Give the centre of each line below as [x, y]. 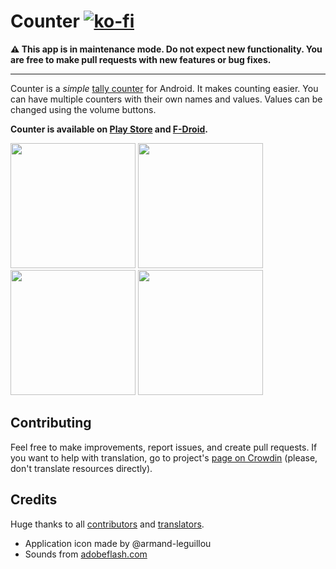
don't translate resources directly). [81, 468]
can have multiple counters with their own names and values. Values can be [166, 99]
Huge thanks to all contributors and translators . [107, 524]
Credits [34, 500]
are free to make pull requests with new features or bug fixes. [141, 59]
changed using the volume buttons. [83, 109]
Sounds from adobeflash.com [86, 554]
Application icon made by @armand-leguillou [118, 543]
